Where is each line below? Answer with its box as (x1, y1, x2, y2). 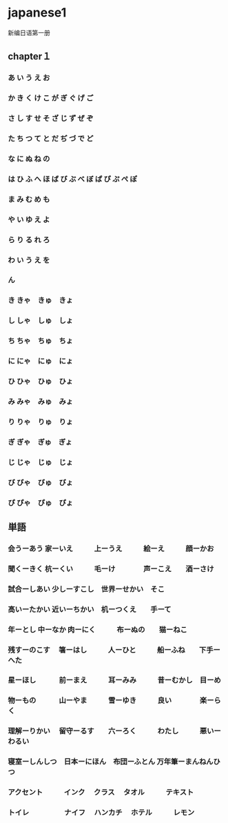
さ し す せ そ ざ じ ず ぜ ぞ (8, 114, 94, 123)
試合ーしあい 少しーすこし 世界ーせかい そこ (8, 584, 165, 594)
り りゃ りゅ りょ (8, 417, 74, 426)
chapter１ (8, 50, 52, 63)
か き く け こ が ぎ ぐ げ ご (8, 93, 94, 103)
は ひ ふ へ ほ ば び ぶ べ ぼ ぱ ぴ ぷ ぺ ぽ (8, 174, 137, 184)
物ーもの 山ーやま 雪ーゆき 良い (8, 695, 172, 705)
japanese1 (8, 5, 67, 21)
